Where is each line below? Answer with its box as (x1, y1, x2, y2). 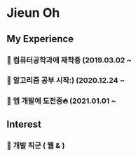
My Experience (6, 33, 74, 45)
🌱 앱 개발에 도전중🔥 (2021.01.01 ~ (6, 96, 116, 106)
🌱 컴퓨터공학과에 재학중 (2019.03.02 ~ (6, 55, 132, 64)
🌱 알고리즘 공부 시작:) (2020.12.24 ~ (6, 76, 125, 86)
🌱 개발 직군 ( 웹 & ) (6, 140, 65, 150)
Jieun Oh (6, 5, 60, 21)
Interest (6, 118, 41, 130)
